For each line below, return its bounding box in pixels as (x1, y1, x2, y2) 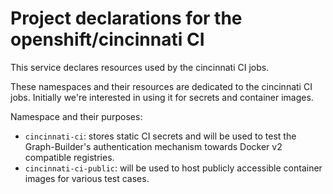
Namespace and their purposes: (10, 110, 143, 122)
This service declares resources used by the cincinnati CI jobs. (10, 61, 270, 73)
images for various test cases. (24, 172, 150, 184)
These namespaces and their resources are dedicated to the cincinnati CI (10, 80, 313, 92)
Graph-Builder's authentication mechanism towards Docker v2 (24, 140, 283, 152)
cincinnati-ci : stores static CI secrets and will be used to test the (24, 130, 297, 142)
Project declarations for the (10, 7, 243, 30)
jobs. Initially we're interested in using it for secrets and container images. (10, 91, 314, 103)
